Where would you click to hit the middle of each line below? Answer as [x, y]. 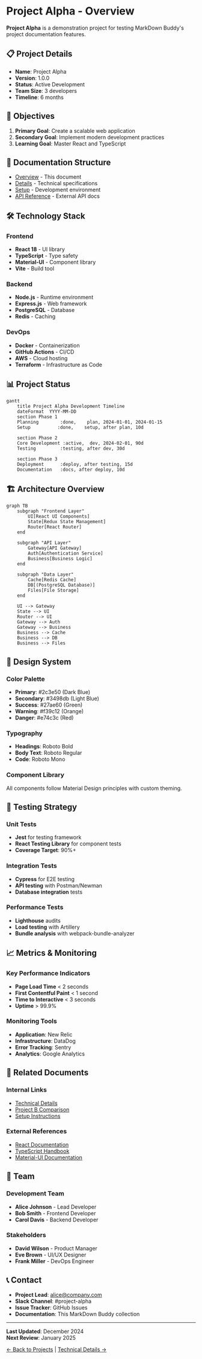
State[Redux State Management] [67, 522]
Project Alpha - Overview [70, 11]
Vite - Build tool [35, 269]
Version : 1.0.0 [32, 78]
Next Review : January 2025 [41, 1337]
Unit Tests [22, 824]
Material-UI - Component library [55, 262]
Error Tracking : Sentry [43, 1047]
